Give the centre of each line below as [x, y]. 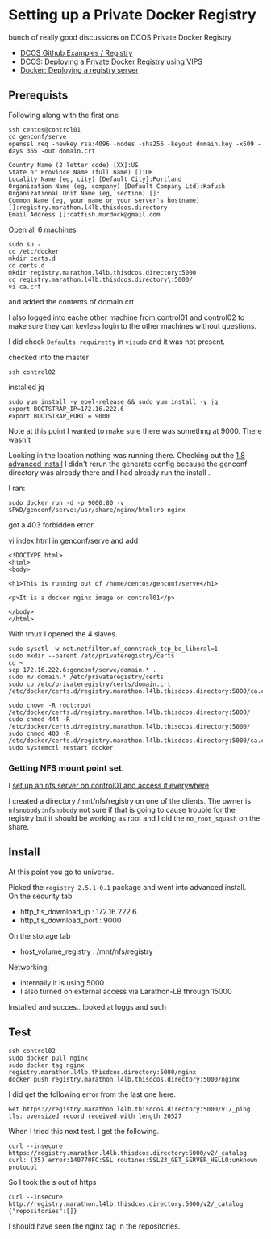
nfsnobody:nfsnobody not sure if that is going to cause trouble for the [122, 810]
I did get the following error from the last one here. [92, 1094]
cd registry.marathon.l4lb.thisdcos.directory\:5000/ [101, 279]
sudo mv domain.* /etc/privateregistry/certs [86, 677]
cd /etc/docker [34, 251]
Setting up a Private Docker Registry [132, 15]
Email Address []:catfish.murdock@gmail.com [84, 214]
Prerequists [38, 96]
